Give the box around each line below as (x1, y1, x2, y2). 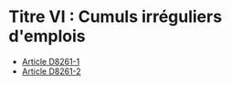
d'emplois (8, 26, 86, 47)
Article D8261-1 (21, 56, 80, 67)
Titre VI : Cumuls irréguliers (8, 6, 223, 27)
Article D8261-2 (21, 66, 81, 77)
